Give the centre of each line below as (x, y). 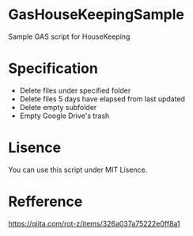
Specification (53, 69)
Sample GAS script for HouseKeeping (69, 36)
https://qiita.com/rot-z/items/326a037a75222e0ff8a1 (94, 223)
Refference (45, 202)
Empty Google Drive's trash (64, 116)
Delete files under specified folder (75, 90)
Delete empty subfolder (58, 107)
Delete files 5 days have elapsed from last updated (102, 99)
